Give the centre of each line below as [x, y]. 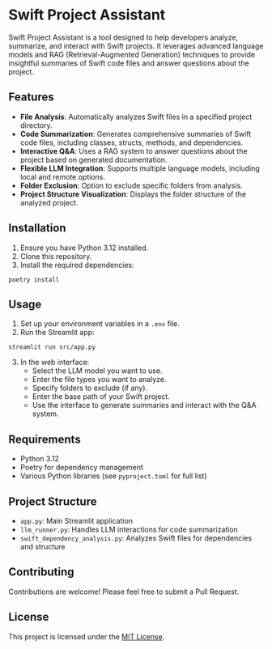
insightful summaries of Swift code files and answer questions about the [129, 63]
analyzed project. [49, 202]
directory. [36, 125]
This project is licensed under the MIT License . [87, 636]
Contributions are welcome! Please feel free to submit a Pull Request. [124, 592]
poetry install [34, 280]
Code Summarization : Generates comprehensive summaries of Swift [136, 134]
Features [31, 98]
